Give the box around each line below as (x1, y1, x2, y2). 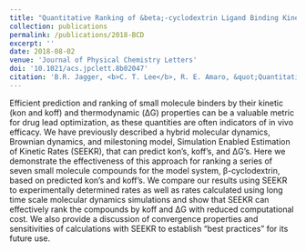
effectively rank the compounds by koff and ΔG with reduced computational (9, 204, 294, 215)
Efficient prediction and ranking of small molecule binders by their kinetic (9, 97, 284, 108)
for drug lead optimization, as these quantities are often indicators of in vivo (9, 116, 294, 127)
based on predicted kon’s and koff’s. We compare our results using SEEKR (9, 175, 288, 186)
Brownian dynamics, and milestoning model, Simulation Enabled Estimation (9, 136, 291, 146)
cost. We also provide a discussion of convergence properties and (9, 213, 259, 224)
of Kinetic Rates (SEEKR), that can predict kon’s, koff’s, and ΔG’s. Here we (9, 146, 286, 156)
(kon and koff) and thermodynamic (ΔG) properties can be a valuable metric (9, 106, 294, 118)
